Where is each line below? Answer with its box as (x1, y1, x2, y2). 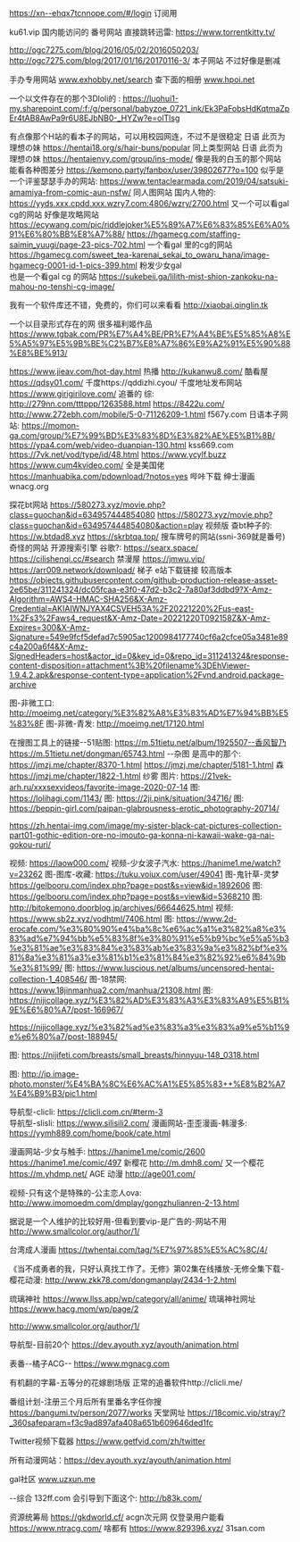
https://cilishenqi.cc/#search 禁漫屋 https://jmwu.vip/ (9, 554, 205, 564)
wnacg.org (9, 481, 49, 491)
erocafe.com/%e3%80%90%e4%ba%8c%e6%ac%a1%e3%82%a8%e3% (9, 923, 287, 934)
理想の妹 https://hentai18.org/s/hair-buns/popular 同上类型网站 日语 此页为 (9, 142, 284, 153)
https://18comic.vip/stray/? (187, 1407, 286, 1418)
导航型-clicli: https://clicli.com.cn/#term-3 (9, 1106, 163, 1117)
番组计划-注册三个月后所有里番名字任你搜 (9, 1396, 162, 1406)
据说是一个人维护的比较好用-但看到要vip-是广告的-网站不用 (9, 1216, 228, 1226)
